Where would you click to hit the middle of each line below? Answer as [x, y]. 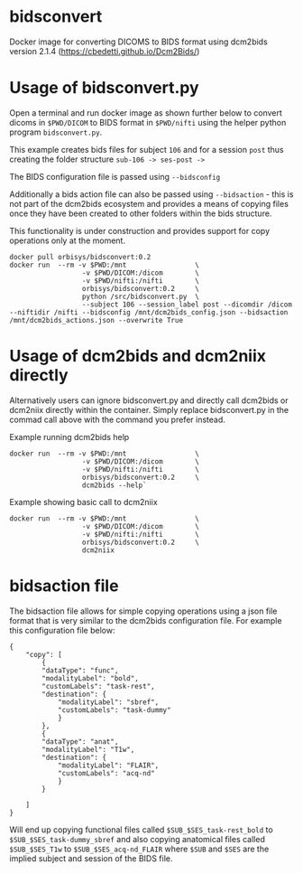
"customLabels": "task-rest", [98, 686]
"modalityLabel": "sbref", [108, 702]
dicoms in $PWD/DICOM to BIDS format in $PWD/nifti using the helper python [148, 122]
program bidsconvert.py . [56, 132]
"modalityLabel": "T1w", [88, 749]
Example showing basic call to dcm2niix [83, 502]
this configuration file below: [62, 630]
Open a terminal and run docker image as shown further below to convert [146, 113]
